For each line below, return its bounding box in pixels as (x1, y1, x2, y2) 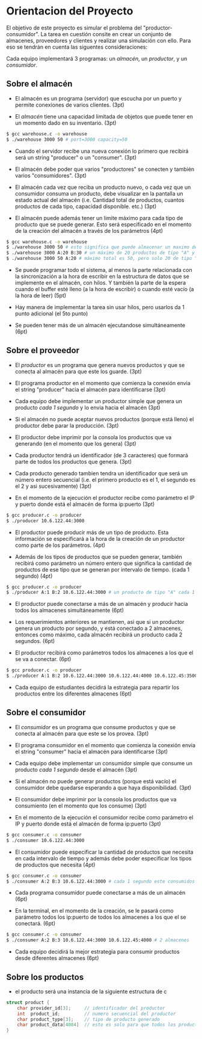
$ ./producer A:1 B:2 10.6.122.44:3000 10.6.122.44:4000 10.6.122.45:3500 (6, 673, 198, 679)
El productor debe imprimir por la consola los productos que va (14, 433, 172, 440)
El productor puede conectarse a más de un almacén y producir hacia (14, 600, 188, 608)
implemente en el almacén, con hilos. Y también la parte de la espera (14, 279, 186, 286)
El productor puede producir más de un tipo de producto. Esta (14, 528, 169, 536)
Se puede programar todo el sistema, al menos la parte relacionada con (14, 267, 192, 273)
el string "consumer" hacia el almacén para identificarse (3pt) (14, 748, 168, 755)
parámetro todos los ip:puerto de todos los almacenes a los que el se (14, 913, 186, 921)
